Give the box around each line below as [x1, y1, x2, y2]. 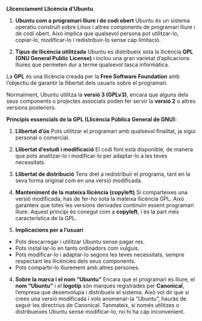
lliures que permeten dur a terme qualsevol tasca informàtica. [15, 61, 170, 68]
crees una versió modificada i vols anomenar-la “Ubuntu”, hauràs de [15, 295, 187, 302]
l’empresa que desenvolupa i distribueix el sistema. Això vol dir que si [15, 289, 190, 295]
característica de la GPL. [15, 215, 77, 221]
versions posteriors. [6, 104, 57, 111]
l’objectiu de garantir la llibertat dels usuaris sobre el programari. [6, 79, 169, 86]
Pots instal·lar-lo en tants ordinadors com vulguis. [15, 244, 140, 252]
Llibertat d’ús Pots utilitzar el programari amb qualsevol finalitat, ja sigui [15, 128, 196, 134]
